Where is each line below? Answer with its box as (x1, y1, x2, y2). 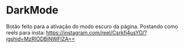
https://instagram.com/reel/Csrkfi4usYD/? (46, 29, 148, 36)
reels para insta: (6, 29, 45, 36)
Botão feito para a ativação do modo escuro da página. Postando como (6, 23, 178, 30)
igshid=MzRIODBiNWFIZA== (6, 35, 76, 42)
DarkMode (6, 4, 59, 17)
